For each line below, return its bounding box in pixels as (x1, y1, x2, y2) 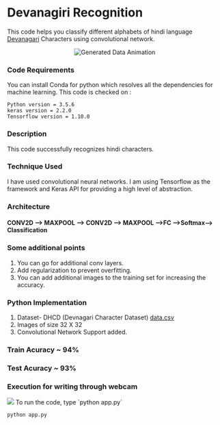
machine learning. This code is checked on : (7, 88, 132, 97)
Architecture (7, 202, 51, 211)
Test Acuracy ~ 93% (7, 363, 77, 373)
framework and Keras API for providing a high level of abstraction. (7, 184, 193, 193)
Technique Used (7, 162, 63, 171)
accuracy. (16, 280, 46, 289)
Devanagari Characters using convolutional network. (7, 34, 155, 42)
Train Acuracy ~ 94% (7, 345, 80, 354)
